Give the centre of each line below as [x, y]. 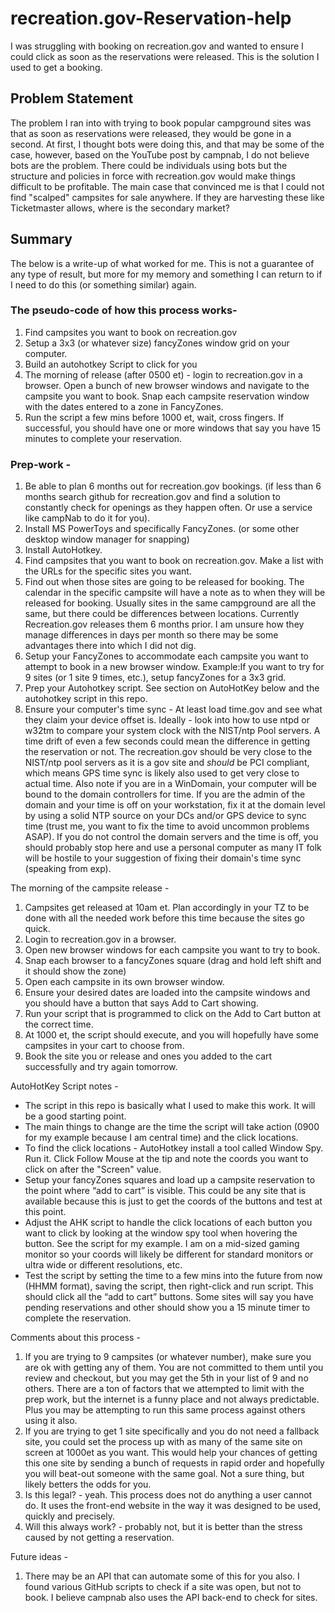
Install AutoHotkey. [63, 550]
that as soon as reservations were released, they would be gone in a [151, 133]
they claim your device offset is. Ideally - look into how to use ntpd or [167, 720]
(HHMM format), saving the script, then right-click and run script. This [169, 1286]
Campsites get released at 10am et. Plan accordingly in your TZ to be [167, 908]
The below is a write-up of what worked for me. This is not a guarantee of [162, 263]
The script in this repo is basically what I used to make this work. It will [170, 1106]
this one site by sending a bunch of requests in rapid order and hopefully [174, 1463]
